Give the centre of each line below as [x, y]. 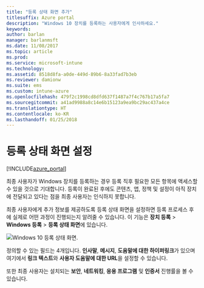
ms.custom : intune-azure [38, 91]
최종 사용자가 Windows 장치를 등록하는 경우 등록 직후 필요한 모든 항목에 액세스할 [102, 181]
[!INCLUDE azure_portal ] [36, 169]
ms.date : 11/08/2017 [32, 46]
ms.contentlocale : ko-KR [38, 114]
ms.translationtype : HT [36, 108]
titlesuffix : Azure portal [40, 18]
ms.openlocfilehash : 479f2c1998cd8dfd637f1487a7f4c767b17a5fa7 [88, 97]
